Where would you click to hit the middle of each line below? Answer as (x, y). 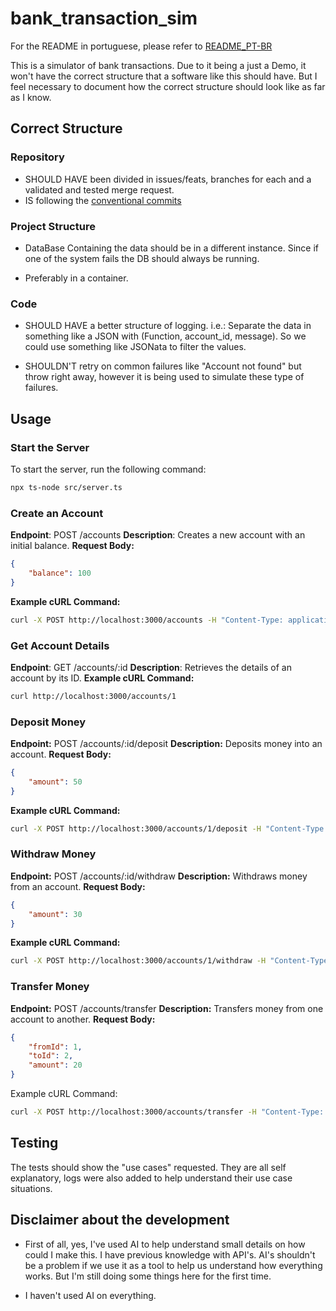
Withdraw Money (53, 854)
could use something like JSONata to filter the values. (135, 347)
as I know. (31, 97)
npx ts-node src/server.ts (66, 487)
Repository (37, 157)
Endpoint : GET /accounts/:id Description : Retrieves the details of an (151, 667)
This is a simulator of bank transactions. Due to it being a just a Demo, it (158, 65)
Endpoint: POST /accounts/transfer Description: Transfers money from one (167, 1008)
